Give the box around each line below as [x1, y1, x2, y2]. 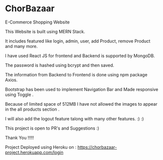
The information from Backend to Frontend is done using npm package [5, 71, 148, 77]
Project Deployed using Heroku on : [5, 144, 77, 150]
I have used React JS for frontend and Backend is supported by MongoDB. [5, 52, 155, 59]
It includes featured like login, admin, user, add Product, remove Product [5, 38, 150, 44]
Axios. [5, 77, 18, 83]
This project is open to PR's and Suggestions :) [5, 125, 100, 131]
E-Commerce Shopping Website [5, 19, 70, 25]
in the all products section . [5, 106, 60, 112]
